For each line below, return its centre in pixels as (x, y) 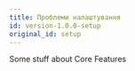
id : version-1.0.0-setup (55, 26)
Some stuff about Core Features (68, 59)
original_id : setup (45, 34)
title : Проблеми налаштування (65, 17)
